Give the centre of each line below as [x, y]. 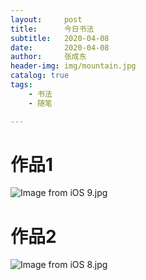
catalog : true [40, 76]
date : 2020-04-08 [60, 47]
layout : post [46, 19]
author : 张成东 [48, 57]
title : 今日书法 [52, 29]
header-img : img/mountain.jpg [73, 66]
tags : [21, 85]
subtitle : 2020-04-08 [60, 38]
